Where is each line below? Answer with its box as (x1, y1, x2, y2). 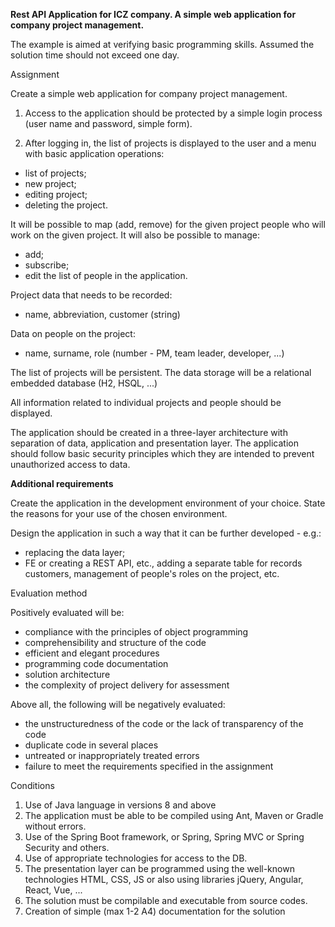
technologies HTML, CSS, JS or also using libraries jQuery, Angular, (24, 874, 304, 885)
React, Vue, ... (24, 884, 83, 896)
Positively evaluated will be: (10, 607, 125, 618)
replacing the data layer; (24, 547, 126, 558)
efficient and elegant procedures (24, 647, 160, 659)
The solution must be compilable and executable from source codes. (24, 895, 308, 906)
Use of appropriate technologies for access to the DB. (24, 852, 248, 864)
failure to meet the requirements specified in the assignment (24, 760, 274, 772)
